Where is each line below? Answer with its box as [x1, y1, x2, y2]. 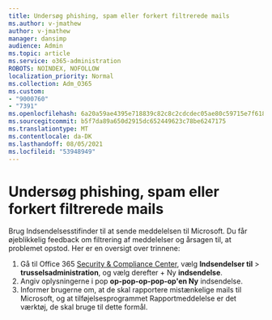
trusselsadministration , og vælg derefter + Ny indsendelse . [19, 268, 223, 278]
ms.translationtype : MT [8, 125, 89, 133]
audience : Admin [8, 42, 63, 50]
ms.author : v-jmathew [8, 19, 82, 28]
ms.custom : [8, 87, 45, 96]
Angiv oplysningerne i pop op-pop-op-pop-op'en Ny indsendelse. [19, 276, 243, 286]
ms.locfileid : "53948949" [8, 147, 96, 156]
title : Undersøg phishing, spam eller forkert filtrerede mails [8, 11, 230, 20]
